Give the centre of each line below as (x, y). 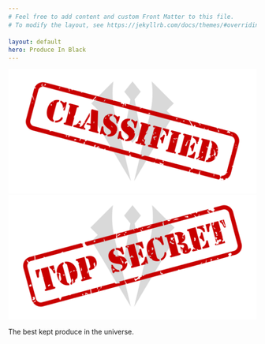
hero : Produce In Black (47, 50)
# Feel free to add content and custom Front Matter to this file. (121, 17)
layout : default (35, 42)
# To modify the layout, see (56, 25)
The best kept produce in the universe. (71, 332)
